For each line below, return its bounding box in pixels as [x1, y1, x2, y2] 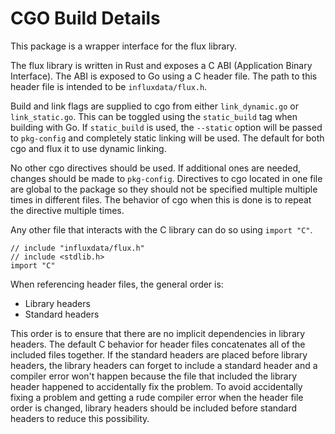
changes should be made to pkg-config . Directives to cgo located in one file [10, 172, 323, 184]
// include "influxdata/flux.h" [10, 243, 145, 253]
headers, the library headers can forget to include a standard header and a [10, 359, 318, 371]
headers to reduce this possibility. [10, 412, 150, 424]
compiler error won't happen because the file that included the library [10, 370, 298, 382]
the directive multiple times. [10, 204, 125, 216]
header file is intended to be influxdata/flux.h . [10, 80, 208, 92]
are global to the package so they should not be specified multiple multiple [10, 183, 318, 195]
